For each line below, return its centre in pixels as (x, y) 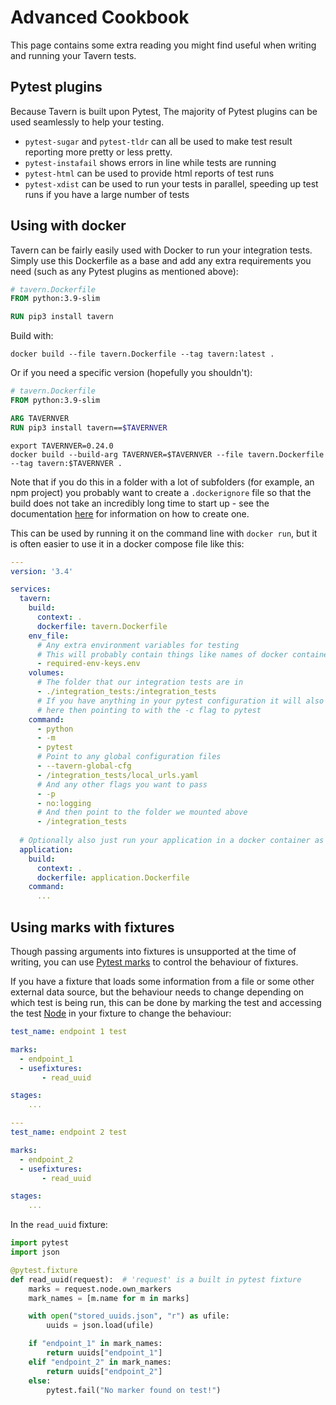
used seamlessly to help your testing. (87, 122)
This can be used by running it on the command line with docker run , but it (164, 533)
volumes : (46, 673)
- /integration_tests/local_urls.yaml (117, 775)
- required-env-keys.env (88, 664)
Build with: (32, 336)
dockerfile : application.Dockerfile (113, 877)
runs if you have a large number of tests (107, 194)
